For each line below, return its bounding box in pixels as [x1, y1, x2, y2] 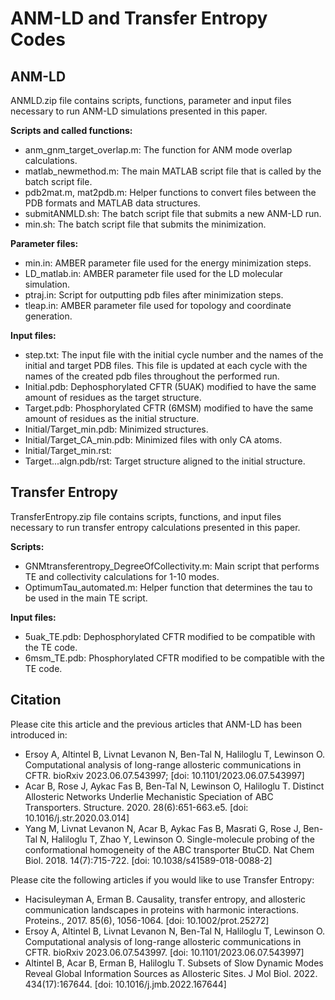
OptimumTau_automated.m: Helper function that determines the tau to [24, 581, 313, 593]
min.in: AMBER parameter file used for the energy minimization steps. [24, 257, 312, 269]
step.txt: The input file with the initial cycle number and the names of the [24, 349, 324, 361]
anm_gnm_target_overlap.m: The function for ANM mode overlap [24, 144, 293, 156]
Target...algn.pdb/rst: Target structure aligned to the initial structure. [24, 455, 306, 467]
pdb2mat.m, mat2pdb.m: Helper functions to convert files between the [24, 187, 317, 198]
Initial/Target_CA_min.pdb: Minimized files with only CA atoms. [24, 434, 283, 446]
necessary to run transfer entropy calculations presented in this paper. [10, 521, 301, 533]
